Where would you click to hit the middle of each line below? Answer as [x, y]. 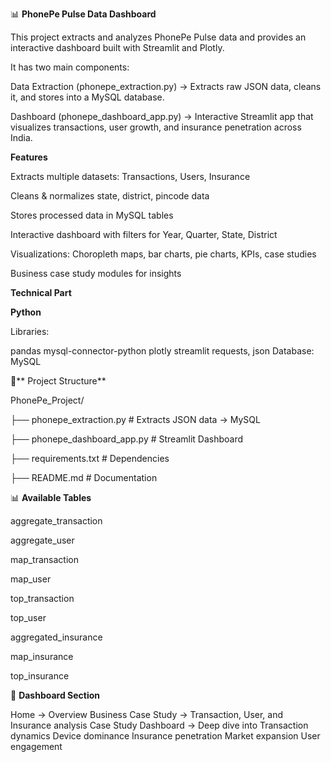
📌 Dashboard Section [55, 695]
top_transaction [42, 598]
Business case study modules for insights [96, 273]
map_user [31, 579]
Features [29, 157]
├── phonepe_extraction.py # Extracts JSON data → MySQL [135, 419]
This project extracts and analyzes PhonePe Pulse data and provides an [158, 37]
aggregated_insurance [56, 637]
